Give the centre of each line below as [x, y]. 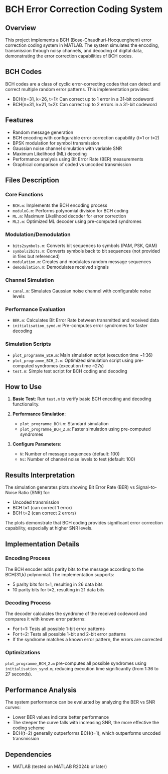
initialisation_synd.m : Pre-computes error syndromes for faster [80, 326]
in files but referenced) [36, 256]
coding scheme [29, 728]
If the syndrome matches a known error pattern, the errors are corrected [88, 640]
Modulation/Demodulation [38, 235]
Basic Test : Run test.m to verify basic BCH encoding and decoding [82, 399]
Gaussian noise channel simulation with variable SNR [67, 148]
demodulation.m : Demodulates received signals [61, 267]
